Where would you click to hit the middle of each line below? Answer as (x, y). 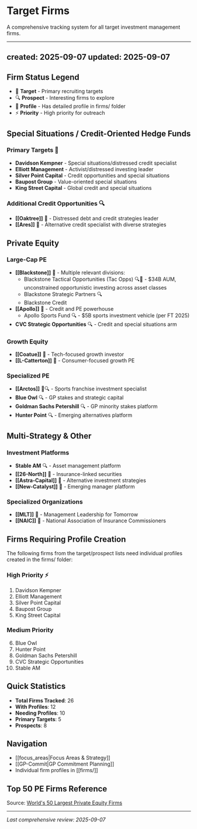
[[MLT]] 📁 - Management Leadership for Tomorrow (77, 515)
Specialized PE (28, 376)
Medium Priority (30, 630)
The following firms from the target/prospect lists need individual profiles (95, 553)
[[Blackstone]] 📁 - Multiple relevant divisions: (70, 272)
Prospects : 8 (31, 725)
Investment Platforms (38, 453)
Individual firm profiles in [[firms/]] (56, 770)
